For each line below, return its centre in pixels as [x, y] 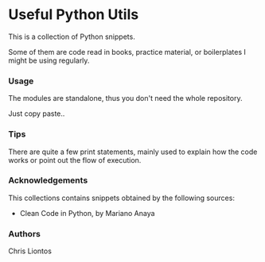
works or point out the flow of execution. [75, 160]
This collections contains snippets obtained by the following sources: [121, 198]
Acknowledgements [48, 180]
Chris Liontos [30, 251]
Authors [25, 233]
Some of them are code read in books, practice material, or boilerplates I [127, 52]
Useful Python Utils [74, 15]
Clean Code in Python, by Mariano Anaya [87, 213]
